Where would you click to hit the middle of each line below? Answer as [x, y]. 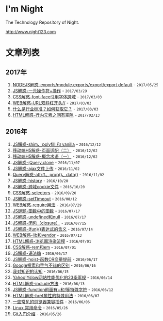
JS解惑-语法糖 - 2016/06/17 [40, 253]
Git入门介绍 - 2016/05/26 [37, 314]
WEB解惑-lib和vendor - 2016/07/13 [47, 235]
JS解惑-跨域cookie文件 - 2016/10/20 [49, 186]
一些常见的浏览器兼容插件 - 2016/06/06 [51, 302]
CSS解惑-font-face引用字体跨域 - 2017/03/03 [57, 97]
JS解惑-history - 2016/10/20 [40, 181]
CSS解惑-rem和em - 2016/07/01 [44, 247]
